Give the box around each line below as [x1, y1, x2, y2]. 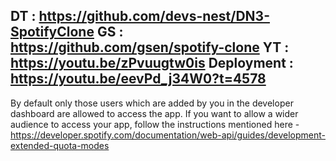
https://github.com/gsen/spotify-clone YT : [10, 39, 290, 56]
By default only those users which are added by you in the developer [10, 97, 294, 109]
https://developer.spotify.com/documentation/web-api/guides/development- [10, 129, 327, 141]
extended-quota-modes [10, 139, 110, 151]
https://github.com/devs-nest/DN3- [38, 8, 270, 25]
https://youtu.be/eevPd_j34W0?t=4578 [10, 70, 267, 88]
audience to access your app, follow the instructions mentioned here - [10, 118, 300, 130]
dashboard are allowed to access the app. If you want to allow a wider [10, 107, 299, 119]
